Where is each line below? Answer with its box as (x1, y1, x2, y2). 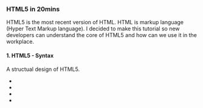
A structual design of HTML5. (6, 66, 80, 73)
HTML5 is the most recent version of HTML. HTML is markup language (6, 19, 184, 26)
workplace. (6, 38, 35, 46)
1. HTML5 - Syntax (6, 52, 54, 59)
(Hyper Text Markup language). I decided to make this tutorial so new (6, 25, 181, 32)
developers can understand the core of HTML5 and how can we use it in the (6, 32, 198, 39)
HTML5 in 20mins (6, 5, 60, 13)
